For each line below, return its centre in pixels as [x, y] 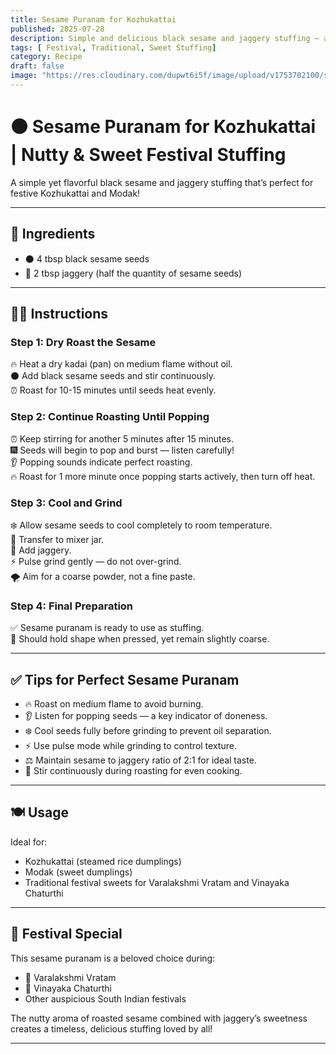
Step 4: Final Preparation [72, 606]
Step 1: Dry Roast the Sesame [83, 342]
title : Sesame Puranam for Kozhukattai [93, 19]
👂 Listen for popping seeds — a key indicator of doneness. [146, 716]
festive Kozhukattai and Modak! [75, 193]
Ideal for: [29, 842]
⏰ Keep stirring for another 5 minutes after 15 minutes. [122, 438]
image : [24, 76]
